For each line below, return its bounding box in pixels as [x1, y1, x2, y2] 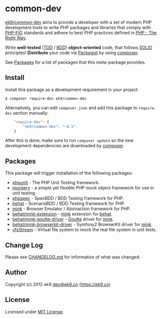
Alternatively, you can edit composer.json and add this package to [5, 104, 137, 111]
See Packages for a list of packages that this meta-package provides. [5, 59, 146, 65]
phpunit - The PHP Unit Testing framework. [12, 180, 100, 186]
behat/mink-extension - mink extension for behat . [12, 211, 113, 217]
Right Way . [5, 35, 27, 41]
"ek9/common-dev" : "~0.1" [23, 124, 76, 129]
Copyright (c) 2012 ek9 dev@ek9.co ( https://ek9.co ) [5, 281, 111, 287]
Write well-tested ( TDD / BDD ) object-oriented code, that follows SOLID [5, 44, 153, 50]
